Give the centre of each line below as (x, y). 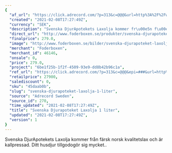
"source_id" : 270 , (29, 101)
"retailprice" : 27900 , (34, 77)
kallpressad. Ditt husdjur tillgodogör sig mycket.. (56, 145)
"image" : (19, 44)
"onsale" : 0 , (23, 58)
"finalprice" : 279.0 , (33, 39)
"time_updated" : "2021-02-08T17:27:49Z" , (54, 106)
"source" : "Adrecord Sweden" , (42, 96)
